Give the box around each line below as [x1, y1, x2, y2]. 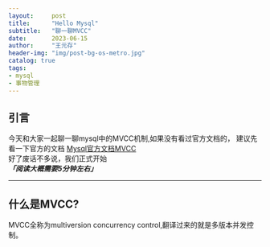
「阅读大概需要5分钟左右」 [8, 164, 98, 174]
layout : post [8, 11, 67, 20]
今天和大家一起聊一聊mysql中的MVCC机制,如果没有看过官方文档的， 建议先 [8, 134, 258, 143]
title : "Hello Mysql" [8, 19, 99, 27]
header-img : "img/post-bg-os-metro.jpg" [8, 49, 146, 57]
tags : [8, 64, 27, 72]
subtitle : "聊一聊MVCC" [8, 27, 92, 35]
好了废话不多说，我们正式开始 [8, 154, 107, 163]
